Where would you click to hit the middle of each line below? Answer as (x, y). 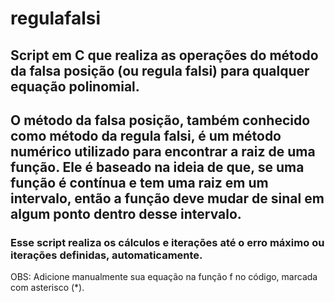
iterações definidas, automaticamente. (106, 255)
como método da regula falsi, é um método (146, 135)
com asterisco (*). (47, 288)
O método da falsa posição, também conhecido (160, 120)
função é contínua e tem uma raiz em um (139, 182)
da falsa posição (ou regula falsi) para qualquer (160, 70)
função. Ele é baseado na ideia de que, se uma (157, 167)
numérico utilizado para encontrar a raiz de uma (163, 151)
